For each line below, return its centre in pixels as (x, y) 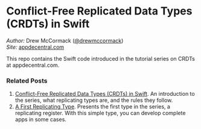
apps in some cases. (40, 119)
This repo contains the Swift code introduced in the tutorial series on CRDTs (101, 58)
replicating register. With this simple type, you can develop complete (100, 113)
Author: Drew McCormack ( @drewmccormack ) (65, 40)
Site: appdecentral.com (35, 47)
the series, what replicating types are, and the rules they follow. (94, 100)
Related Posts (27, 81)
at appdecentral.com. (33, 65)
